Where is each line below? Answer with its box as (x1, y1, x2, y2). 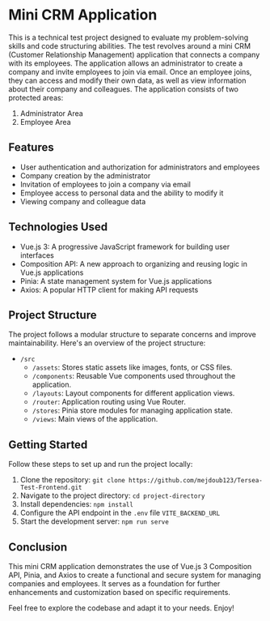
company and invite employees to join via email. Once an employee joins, (8, 66, 252, 76)
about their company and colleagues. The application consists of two (8, 84, 238, 94)
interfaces (19, 250, 54, 260)
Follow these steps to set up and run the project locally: (8, 460, 193, 469)
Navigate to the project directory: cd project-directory (19, 490, 205, 500)
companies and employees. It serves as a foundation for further (8, 579, 221, 589)
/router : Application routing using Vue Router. (32, 397, 186, 407)
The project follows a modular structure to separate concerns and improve (8, 330, 256, 340)
